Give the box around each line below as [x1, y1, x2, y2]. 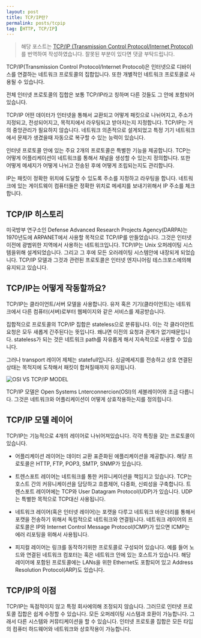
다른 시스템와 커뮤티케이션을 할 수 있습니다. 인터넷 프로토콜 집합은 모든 [17, 618, 182, 625]
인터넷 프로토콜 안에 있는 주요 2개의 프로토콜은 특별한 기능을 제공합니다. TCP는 [6, 147, 191, 154]
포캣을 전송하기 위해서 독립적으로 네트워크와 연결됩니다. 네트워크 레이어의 [14, 516, 187, 523]
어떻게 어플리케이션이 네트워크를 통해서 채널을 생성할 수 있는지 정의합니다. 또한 [6, 154, 191, 161]
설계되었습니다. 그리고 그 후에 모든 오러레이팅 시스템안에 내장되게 [26, 249, 179, 256]
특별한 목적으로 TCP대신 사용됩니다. [21, 495, 106, 502]
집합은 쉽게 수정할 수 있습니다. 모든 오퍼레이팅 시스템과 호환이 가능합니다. [17, 610, 189, 618]
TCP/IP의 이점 [6, 586, 57, 596]
